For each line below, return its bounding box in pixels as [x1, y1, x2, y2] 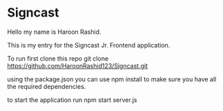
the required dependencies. [7, 82, 86, 90]
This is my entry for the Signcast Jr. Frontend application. [7, 41, 171, 49]
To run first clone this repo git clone [7, 54, 109, 63]
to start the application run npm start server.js [7, 95, 137, 104]
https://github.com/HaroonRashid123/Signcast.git [7, 61, 148, 70]
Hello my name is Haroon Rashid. [7, 28, 101, 36]
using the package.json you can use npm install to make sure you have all [7, 74, 217, 83]
